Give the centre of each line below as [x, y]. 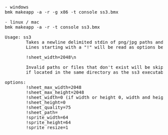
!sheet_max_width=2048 [54, 87]
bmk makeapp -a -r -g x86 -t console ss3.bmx [62, 12]
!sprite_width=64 [47, 117]
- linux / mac [22, 22]
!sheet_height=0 [46, 102]
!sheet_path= [42, 112]
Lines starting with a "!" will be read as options [91, 47]
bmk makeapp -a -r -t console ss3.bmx [52, 27]
